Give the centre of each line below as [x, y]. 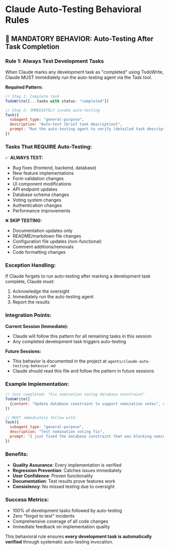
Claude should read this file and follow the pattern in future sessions [83, 371]
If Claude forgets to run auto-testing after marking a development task [78, 276]
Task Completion [32, 47]
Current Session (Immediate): [37, 326]
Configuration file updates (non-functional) [57, 242]
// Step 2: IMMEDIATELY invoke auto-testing [53, 110]
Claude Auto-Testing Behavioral [73, 9]
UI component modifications [42, 184]
